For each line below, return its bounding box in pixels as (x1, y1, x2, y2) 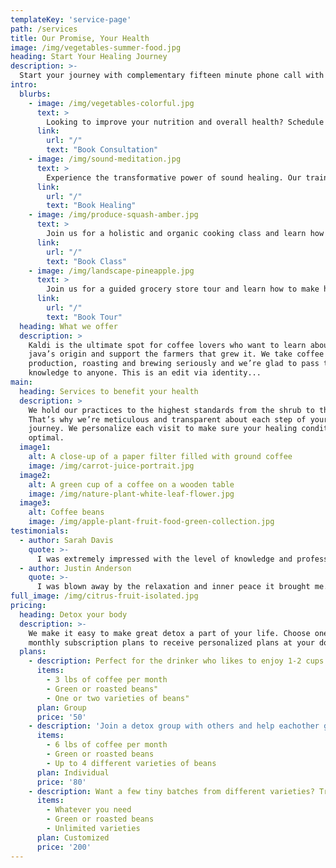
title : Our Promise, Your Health (10, 33, 150, 43)
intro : (10, 80, 38, 90)
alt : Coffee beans (28, 507, 105, 518)
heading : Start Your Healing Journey (10, 52, 168, 62)
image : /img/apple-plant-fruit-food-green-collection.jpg (28, 517, 275, 527)
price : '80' (36, 777, 87, 787)
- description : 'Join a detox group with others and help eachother (28, 721, 320, 731)
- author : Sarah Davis (19, 535, 114, 545)
